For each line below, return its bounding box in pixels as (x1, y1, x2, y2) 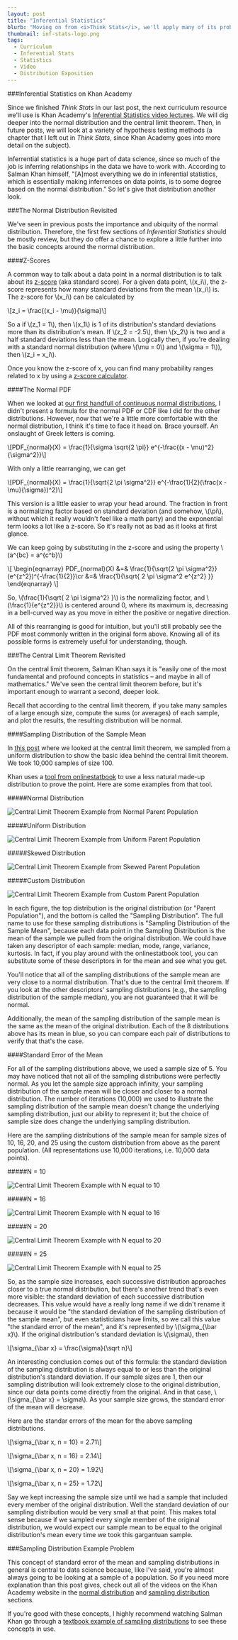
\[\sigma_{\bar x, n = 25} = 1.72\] (7, 1479, 103, 1487)
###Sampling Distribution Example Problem (7, 1544, 135, 1553)
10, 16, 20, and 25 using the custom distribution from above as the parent (7, 1138, 220, 1147)
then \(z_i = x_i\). (7, 350, 57, 358)
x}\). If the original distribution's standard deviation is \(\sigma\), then (7, 1330, 209, 1338)
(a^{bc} (7, 551, 29, 559)
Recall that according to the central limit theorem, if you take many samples (7, 700, 227, 710)
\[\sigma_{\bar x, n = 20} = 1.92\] (7, 1465, 104, 1473)
